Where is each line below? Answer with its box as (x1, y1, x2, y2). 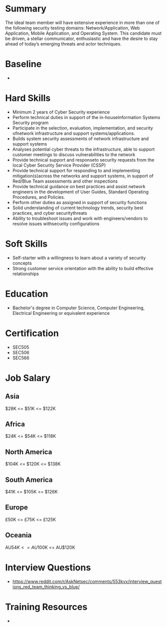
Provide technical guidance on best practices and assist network (12, 183, 146, 189)
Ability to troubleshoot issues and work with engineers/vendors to (12, 215, 148, 221)
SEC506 (12, 349, 30, 355)
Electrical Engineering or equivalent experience (12, 310, 110, 316)
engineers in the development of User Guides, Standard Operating (12, 189, 149, 195)
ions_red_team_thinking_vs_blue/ (12, 583, 80, 589)
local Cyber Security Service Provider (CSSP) (12, 162, 106, 168)
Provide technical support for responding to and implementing (12, 167, 141, 173)
